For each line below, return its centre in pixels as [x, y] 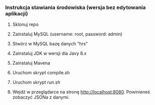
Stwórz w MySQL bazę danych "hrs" [50, 44]
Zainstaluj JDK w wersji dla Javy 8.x [49, 53]
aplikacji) [17, 13]
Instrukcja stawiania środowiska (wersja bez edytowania [75, 7]
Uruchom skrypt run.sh [36, 82]
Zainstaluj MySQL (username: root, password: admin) [67, 34]
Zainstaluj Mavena [31, 63]
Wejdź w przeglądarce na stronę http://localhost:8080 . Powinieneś [81, 92]
